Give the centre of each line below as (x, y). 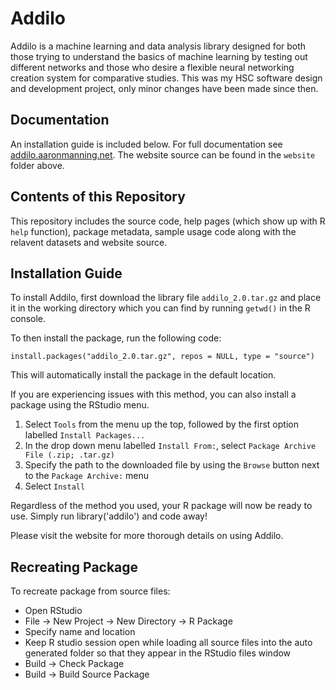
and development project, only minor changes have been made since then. (164, 88)
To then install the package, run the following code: (116, 338)
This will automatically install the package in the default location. (143, 375)
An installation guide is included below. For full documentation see (146, 144)
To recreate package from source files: (90, 591)
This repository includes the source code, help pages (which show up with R (168, 221)
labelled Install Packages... (85, 435)
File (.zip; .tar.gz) (69, 455)
